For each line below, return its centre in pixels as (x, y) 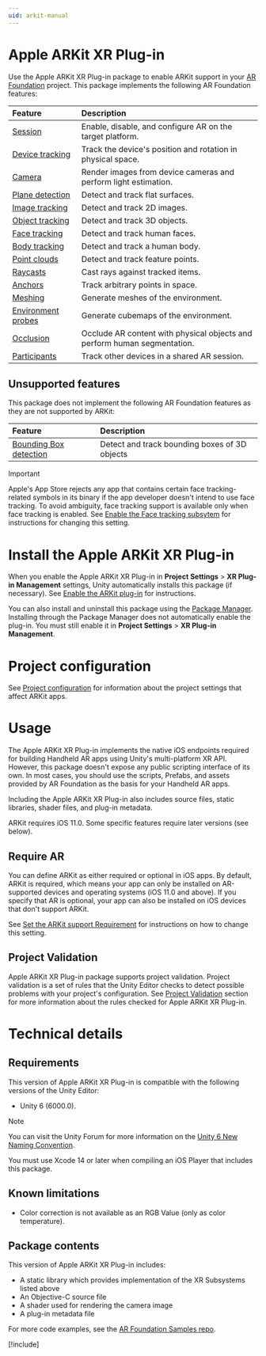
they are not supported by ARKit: (61, 412)
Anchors (28, 284)
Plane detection (41, 195)
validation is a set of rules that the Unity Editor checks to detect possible (126, 985)
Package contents (54, 1246)
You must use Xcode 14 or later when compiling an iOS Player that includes (131, 1160)
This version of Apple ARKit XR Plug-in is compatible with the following (124, 1082)
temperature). (42, 1221)
